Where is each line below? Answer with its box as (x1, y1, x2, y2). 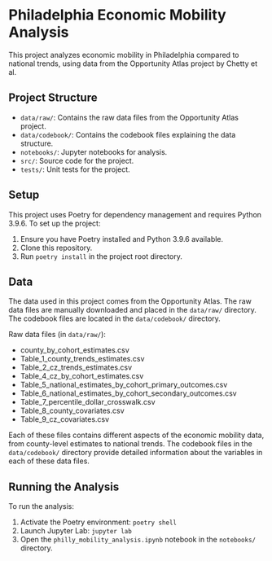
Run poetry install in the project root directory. (20, 251, 183, 261)
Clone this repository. (20, 243, 93, 252)
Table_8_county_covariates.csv (20, 405, 125, 416)
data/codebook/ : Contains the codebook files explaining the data (20, 129, 236, 139)
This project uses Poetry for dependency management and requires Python (8, 209, 262, 219)
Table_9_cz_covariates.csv (20, 414, 110, 424)
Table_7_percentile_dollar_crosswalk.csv (20, 397, 156, 407)
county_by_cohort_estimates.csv (20, 345, 130, 355)
